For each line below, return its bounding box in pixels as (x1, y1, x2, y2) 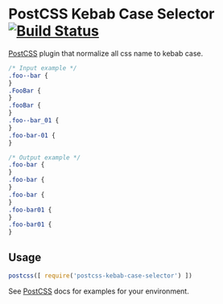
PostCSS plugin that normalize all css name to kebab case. (8, 48, 204, 58)
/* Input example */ (8, 64, 78, 72)
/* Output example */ (8, 154, 81, 162)
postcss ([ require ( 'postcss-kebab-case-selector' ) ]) (8, 272, 193, 280)
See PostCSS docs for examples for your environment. (8, 286, 189, 296)
